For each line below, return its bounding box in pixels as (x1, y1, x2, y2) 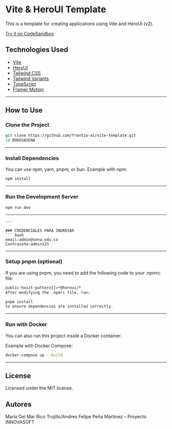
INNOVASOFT (5, 419, 35, 425)
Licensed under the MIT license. (5, 385, 73, 391)
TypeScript (12, 81, 36, 87)
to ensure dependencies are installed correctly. (5, 304, 114, 309)
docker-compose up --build (5, 353, 63, 358)
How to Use (5, 106, 43, 115)
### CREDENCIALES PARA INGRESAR (5, 228, 74, 233)
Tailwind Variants (12, 75, 49, 82)
